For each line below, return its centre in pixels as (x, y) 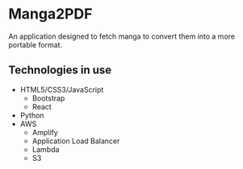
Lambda (46, 149)
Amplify (45, 132)
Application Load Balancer (76, 141)
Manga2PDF (50, 14)
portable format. (36, 44)
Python (32, 115)
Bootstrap (48, 98)
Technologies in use (60, 70)
